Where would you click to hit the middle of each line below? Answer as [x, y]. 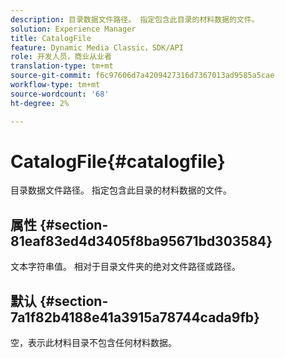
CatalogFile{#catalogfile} [118, 161]
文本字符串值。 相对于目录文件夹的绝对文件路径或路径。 [125, 267]
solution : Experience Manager [73, 29]
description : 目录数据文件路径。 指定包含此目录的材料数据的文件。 [135, 19]
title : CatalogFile [51, 38]
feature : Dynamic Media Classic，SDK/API [97, 47]
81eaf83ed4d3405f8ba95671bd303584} [141, 241]
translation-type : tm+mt [62, 66]
